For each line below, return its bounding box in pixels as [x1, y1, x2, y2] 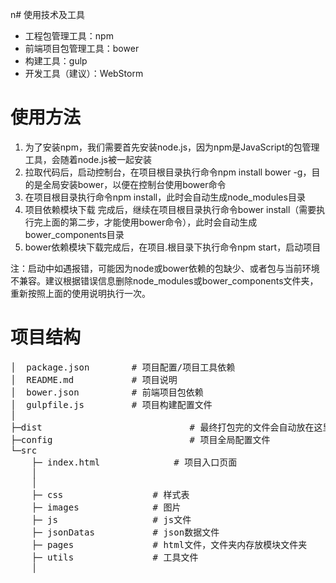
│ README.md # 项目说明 [10, 374, 178, 385]
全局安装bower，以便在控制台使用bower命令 [42, 178, 227, 190]
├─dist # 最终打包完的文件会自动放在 [10, 421, 315, 433]
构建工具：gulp [24, 55, 88, 67]
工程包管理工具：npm [24, 30, 114, 42]
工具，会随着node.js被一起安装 [24, 153, 153, 165]
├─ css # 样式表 [31, 489, 190, 500]
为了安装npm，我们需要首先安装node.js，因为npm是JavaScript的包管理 [24, 141, 320, 153]
